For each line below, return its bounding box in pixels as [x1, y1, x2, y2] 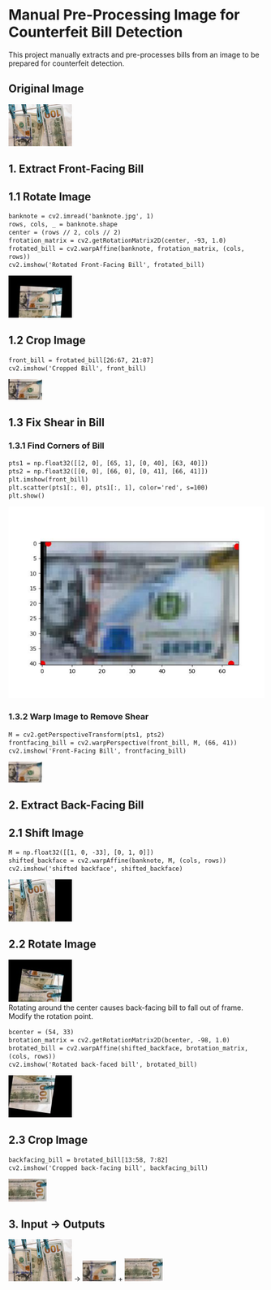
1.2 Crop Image [8, 334, 86, 347]
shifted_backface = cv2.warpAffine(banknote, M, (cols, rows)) [8, 856, 227, 865]
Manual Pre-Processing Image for [8, 6, 240, 24]
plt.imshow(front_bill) [8, 476, 89, 484]
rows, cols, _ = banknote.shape [8, 220, 118, 228]
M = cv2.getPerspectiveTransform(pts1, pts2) [8, 731, 165, 739]
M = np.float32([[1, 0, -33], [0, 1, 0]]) [8, 848, 154, 856]
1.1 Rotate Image [8, 189, 92, 204]
